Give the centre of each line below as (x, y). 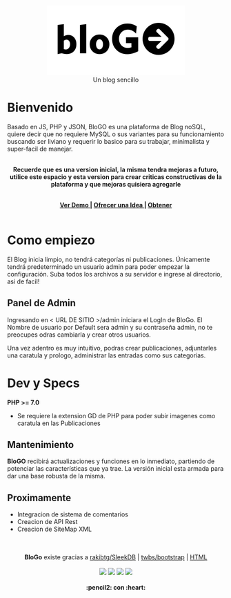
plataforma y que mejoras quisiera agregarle (116, 184)
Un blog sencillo (116, 80)
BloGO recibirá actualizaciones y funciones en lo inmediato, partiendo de (111, 461)
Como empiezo (51, 240)
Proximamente (39, 497)
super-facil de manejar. (40, 149)
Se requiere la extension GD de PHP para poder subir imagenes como (116, 415)
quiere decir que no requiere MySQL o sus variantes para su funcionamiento (115, 134)
